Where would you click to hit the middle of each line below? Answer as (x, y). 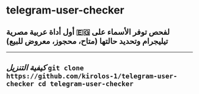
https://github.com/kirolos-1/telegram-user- (92, 76)
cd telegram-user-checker (86, 84)
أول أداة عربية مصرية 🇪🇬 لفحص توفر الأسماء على (88, 32)
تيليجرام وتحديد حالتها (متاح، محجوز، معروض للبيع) (87, 41)
